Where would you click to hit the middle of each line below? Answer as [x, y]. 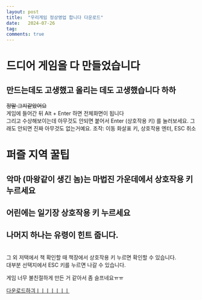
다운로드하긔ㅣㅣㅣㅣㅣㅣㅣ [38, 290]
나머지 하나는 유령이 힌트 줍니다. [62, 235]
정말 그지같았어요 [27, 106]
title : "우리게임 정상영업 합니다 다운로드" [55, 18]
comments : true [25, 34]
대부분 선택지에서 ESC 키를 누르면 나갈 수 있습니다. [66, 265]
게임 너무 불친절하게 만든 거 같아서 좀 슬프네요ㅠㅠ [65, 278]
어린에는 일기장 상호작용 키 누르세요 [68, 213]
